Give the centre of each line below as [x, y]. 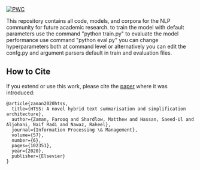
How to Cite [28, 72]
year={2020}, [28, 151]
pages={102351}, [32, 145]
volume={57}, [28, 135]
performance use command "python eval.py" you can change [82, 40]
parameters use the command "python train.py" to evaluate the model [93, 34]
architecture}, [25, 114]
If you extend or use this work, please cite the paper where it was [87, 86]
